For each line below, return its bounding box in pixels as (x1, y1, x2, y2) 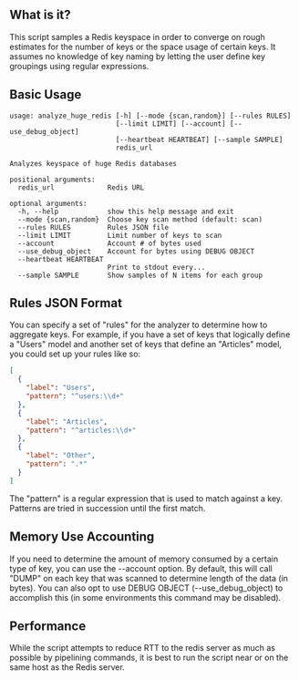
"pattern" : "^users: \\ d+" (26, 392, 125, 401)
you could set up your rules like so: (9, 348, 141, 359)
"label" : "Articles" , (26, 417, 108, 427)
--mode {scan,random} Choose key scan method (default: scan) (17, 214, 263, 224)
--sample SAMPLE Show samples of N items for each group (17, 271, 263, 280)
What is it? (9, 7, 71, 23)
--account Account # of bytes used (17, 239, 202, 248)
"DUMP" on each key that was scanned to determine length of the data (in (9, 572, 289, 583)
